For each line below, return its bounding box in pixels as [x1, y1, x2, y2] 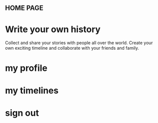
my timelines [5, 85, 59, 96]
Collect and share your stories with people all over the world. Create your [5, 40, 153, 46]
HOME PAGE [5, 4, 44, 12]
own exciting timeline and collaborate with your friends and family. [5, 45, 139, 51]
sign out [5, 107, 39, 119]
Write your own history [5, 24, 101, 35]
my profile [5, 62, 48, 73]
